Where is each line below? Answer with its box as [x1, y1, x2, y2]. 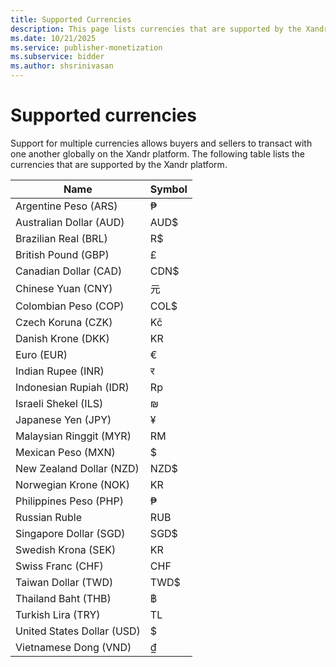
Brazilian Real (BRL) [15, 231, 108, 245]
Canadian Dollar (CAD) [15, 264, 123, 278]
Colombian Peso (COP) [15, 299, 125, 313]
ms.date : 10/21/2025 [10, 33, 97, 43]
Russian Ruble [15, 510, 83, 524]
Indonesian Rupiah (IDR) [15, 380, 130, 394]
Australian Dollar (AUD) [15, 215, 125, 229]
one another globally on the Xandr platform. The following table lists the [10, 147, 305, 160]
